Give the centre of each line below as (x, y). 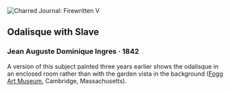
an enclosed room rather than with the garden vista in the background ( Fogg (115, 74)
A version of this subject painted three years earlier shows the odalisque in (113, 66)
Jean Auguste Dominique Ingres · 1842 (73, 52)
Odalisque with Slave (53, 32)
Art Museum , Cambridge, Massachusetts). (67, 80)
